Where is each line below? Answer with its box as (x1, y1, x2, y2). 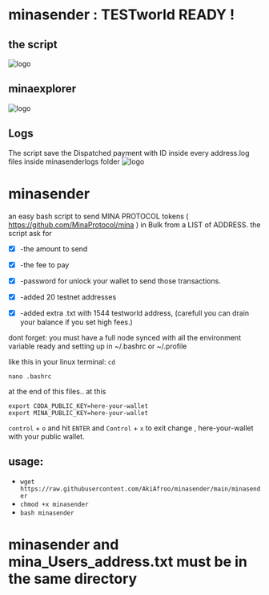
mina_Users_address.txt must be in (8, 552, 248, 571)
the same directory (8, 569, 138, 588)
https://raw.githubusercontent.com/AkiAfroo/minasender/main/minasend (19, 484, 261, 493)
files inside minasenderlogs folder (8, 157, 120, 166)
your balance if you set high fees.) (19, 317, 134, 327)
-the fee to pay (19, 259, 70, 270)
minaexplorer (8, 82, 77, 96)
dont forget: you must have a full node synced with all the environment (8, 332, 242, 342)
